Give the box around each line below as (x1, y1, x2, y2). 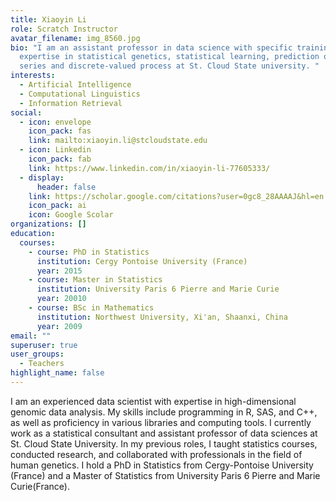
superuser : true (10, 340, 78, 350)
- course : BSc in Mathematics (28, 303, 155, 313)
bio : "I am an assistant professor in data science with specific (10, 42, 293, 53)
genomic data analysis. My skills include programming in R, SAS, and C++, (10, 406, 318, 418)
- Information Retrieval (19, 98, 123, 108)
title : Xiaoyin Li (10, 14, 87, 25)
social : (10, 107, 43, 118)
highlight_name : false (10, 368, 105, 378)
